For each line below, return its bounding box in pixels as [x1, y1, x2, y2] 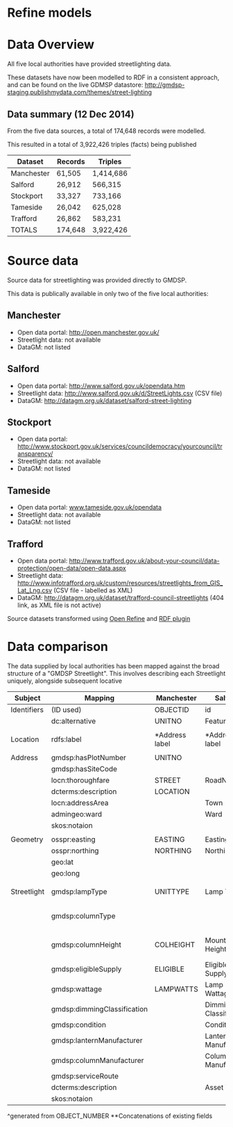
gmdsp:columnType [51, 911, 116, 920]
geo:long [51, 868, 80, 878]
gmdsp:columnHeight [51, 940, 121, 949]
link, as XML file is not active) [17, 601, 102, 609]
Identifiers [10, 704, 44, 714]
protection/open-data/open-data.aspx [17, 564, 126, 572]
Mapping [84, 693, 115, 702]
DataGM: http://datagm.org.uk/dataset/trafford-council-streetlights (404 [17, 593, 224, 601]
